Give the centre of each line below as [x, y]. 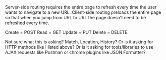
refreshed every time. [27, 23]
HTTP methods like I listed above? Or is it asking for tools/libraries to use [79, 47]
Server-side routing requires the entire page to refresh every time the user [81, 7]
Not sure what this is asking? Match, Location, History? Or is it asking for [79, 42]
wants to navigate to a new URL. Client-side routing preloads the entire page [83, 12]
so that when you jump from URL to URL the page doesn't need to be [76, 17]
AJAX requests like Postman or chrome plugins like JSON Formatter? [75, 52]
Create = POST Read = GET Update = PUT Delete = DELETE [66, 32]
